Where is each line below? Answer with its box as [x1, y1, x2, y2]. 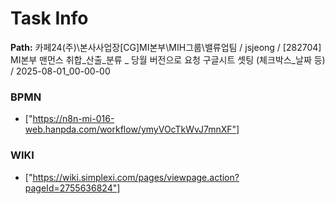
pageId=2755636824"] [24, 182, 121, 194]
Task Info [10, 7, 89, 30]
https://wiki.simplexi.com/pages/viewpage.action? [32, 171, 240, 183]
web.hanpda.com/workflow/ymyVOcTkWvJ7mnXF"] [24, 123, 240, 136]
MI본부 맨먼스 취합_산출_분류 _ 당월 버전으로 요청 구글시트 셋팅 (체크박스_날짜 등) [10, 53, 326, 66]
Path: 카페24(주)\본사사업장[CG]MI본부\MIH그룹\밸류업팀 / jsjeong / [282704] [10, 41, 322, 53]
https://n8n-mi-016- [32, 113, 115, 125]
